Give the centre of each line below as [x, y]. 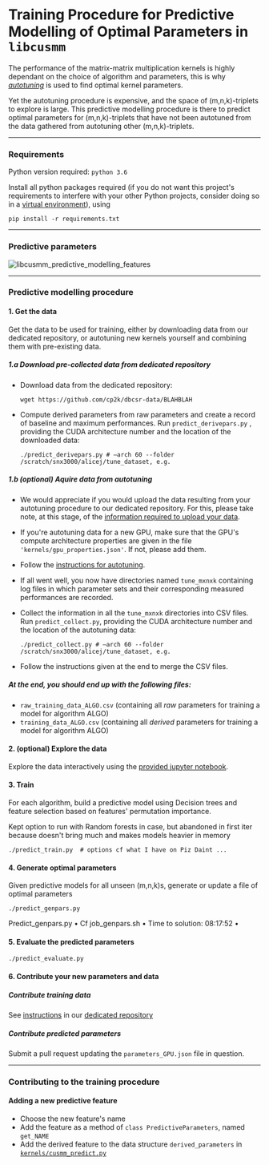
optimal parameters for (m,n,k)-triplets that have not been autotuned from [130, 117]
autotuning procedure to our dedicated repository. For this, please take [137, 508]
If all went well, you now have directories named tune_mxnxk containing [137, 580]
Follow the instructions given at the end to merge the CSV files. [124, 666]
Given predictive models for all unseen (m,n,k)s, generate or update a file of [133, 885]
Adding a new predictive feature [63, 1101]
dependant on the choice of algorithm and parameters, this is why [117, 76]
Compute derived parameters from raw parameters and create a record [138, 414]
